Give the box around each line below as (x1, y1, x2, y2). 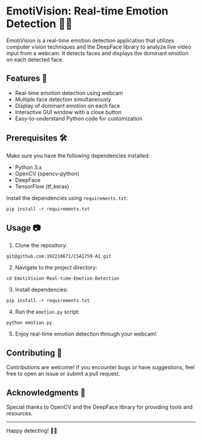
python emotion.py (6, 320, 52, 326)
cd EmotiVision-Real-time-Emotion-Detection (6, 276, 120, 282)
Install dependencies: (14, 286, 69, 294)
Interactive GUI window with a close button (14, 108, 122, 115)
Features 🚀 (6, 73, 47, 83)
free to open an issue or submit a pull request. (6, 370, 120, 378)
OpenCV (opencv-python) (14, 170, 80, 177)
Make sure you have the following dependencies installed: (6, 152, 150, 159)
